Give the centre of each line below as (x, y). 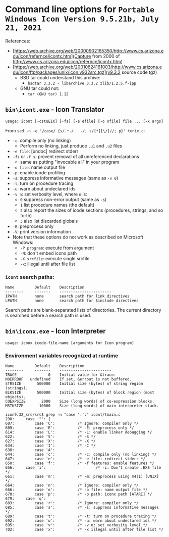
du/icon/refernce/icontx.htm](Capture (52, 56)
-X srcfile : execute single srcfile (55, 258)
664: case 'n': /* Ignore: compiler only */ (72, 485)
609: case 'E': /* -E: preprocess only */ (70, 428)
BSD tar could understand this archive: (60, 77)
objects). (16, 397)
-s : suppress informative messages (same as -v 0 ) (65, 178)
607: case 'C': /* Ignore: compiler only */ (72, 424)
